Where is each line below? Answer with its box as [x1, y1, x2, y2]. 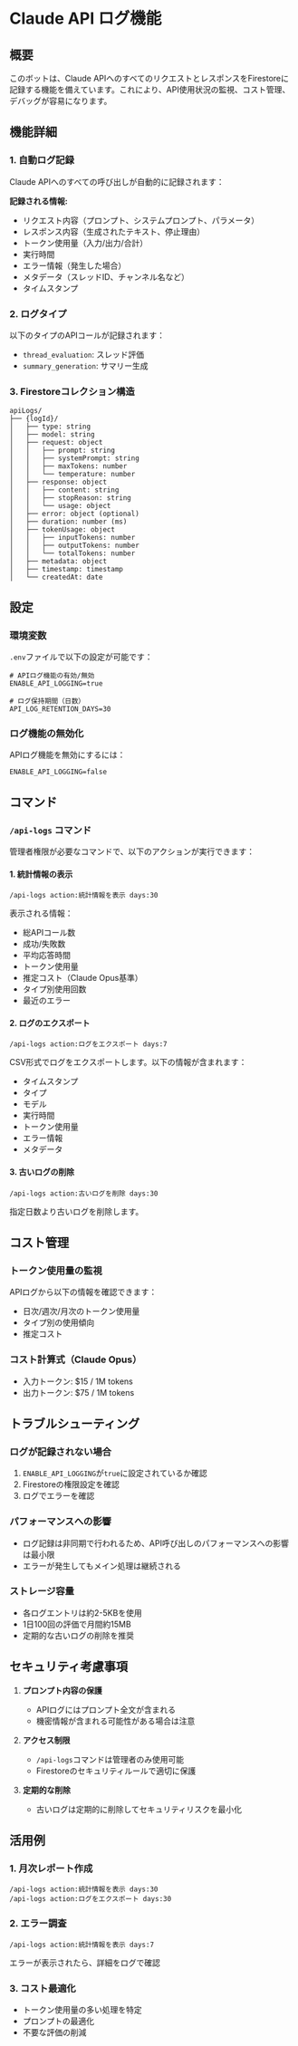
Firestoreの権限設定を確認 [22, 1479, 120, 1490]
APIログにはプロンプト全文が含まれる [35, 1704, 177, 1715]
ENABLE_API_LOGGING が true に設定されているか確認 [22, 1468, 207, 1479]
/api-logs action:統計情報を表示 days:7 [9, 1940, 155, 1949]
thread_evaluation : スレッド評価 [22, 349, 145, 360]
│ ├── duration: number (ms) [9, 517, 128, 526]
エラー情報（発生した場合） [22, 260, 127, 271]
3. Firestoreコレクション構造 [9, 385, 136, 398]
